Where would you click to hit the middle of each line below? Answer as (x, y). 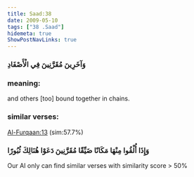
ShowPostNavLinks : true (42, 40)
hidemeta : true (30, 33)
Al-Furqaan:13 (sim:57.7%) (45, 132)
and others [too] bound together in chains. (69, 98)
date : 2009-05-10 (33, 20)
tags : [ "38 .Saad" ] (36, 27)
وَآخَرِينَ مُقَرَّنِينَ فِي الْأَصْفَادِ (46, 65)
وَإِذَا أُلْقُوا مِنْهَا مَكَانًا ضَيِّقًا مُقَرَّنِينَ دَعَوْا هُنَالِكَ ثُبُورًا (78, 150)
